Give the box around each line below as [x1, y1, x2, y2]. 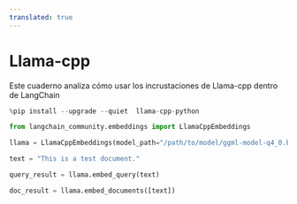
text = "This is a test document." [9, 155, 141, 163]
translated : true [9, 12, 73, 22]
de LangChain [9, 89, 60, 100]
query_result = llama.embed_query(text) [9, 170, 161, 179]
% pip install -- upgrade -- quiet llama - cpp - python [9, 107, 200, 116]
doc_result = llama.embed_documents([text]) [9, 186, 176, 195]
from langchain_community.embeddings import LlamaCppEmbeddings [9, 123, 251, 132]
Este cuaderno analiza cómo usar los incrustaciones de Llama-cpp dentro [9, 80, 278, 91]
